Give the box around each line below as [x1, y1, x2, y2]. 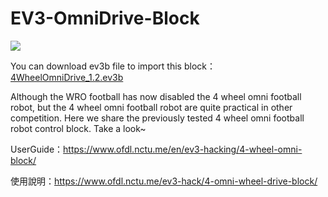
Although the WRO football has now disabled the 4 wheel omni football [10, 90, 302, 102]
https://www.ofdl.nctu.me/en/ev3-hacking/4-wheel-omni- [63, 143, 303, 155]
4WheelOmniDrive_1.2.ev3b [10, 71, 124, 83]
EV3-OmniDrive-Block [10, 7, 200, 30]
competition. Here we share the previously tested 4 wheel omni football [10, 112, 305, 124]
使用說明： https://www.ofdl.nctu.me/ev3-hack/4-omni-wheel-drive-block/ [10, 175, 318, 187]
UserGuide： [10, 143, 64, 155]
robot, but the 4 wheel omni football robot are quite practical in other [10, 101, 293, 113]
